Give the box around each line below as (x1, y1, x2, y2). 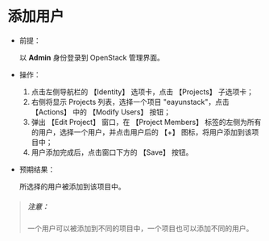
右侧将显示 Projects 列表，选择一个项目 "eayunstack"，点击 (31, 97, 230, 106)
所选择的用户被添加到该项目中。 (19, 181, 126, 191)
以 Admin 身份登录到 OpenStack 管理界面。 (19, 52, 164, 62)
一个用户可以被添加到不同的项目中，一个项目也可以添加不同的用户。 (27, 223, 254, 233)
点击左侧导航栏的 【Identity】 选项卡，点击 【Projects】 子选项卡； (31, 86, 255, 97)
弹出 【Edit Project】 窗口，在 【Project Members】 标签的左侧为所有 (31, 117, 262, 127)
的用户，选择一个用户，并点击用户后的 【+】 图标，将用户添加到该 (31, 127, 252, 137)
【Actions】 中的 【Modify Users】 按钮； (31, 106, 171, 117)
